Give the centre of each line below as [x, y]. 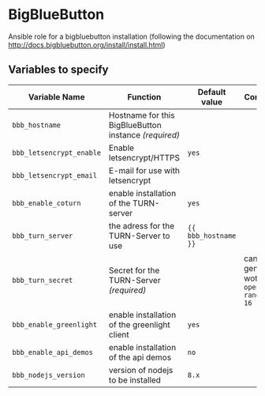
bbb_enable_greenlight [54, 324]
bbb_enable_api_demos [52, 352]
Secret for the [134, 270]
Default [212, 92]
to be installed [135, 379]
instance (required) [144, 134]
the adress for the [142, 225]
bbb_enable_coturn [47, 203]
